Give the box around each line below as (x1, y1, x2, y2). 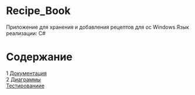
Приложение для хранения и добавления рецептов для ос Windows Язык (6, 23, 190, 30)
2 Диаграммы (6, 76, 41, 83)
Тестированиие (6, 82, 45, 89)
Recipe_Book (6, 4, 71, 18)
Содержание (6, 50, 73, 64)
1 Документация (6, 69, 47, 77)
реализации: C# (6, 29, 46, 36)
